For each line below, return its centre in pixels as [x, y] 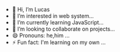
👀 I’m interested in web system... [53, 16]
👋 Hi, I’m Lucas [31, 9]
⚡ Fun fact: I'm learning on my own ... [59, 42]
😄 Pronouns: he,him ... [41, 35]
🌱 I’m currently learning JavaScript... [58, 22]
